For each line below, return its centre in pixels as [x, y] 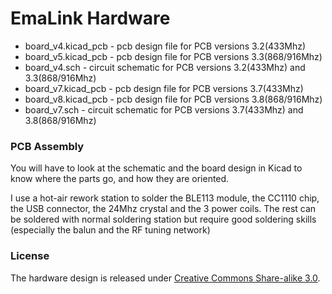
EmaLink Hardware [90, 18]
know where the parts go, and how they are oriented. [120, 179]
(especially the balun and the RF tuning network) [110, 230]
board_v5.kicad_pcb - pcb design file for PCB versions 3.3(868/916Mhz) [173, 56]
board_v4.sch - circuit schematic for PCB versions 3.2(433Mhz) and [165, 67]
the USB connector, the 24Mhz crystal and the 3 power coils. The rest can [163, 209]
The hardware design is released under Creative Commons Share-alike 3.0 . [165, 278]
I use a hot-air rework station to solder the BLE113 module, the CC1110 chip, [165, 198]
